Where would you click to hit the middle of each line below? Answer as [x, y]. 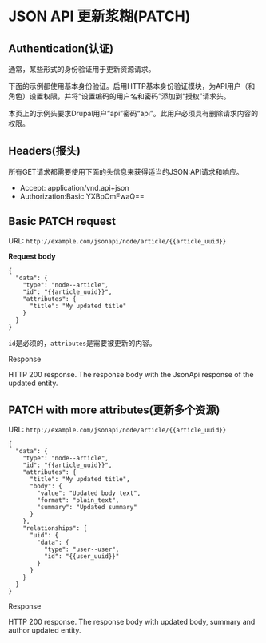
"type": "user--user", [81, 549]
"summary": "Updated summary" [87, 508]
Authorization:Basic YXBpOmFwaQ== [82, 196]
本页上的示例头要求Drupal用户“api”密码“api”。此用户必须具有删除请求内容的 [133, 113]
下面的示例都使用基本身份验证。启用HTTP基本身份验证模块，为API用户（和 [132, 86]
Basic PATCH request [62, 221]
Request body [32, 256]
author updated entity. [45, 630]
